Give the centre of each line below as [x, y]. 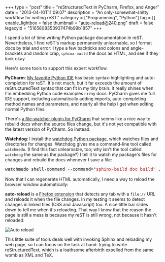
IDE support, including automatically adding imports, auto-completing [76, 99]
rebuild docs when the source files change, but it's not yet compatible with [81, 124]
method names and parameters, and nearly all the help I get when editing [79, 104]
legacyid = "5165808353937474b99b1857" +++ [54, 28]
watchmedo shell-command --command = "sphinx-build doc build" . [83, 169]
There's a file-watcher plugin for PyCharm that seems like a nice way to [78, 119]
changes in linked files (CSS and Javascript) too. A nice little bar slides [77, 204]
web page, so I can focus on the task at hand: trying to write [66, 244]
